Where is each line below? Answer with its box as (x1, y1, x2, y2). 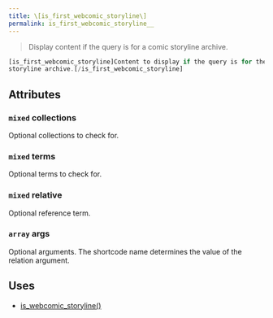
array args (8, 229, 50, 240)
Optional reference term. (8, 208, 91, 218)
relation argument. (8, 255, 71, 265)
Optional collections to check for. (8, 130, 119, 140)
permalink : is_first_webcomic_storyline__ (8, 20, 154, 28)
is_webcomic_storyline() (19, 300, 102, 310)
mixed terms (8, 150, 56, 162)
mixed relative (8, 189, 63, 201)
